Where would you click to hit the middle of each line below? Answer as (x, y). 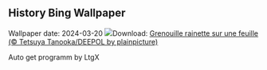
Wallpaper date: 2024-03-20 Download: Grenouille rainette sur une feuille (133, 33)
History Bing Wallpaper (67, 13)
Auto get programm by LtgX (54, 57)
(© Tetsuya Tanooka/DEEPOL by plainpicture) (83, 41)
